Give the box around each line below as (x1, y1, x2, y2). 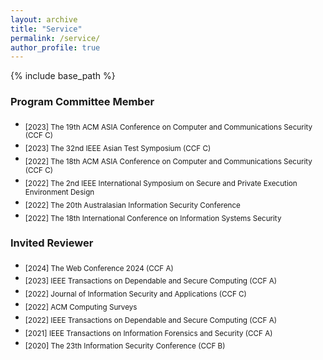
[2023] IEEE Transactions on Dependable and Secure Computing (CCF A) (24, 276, 278, 286)
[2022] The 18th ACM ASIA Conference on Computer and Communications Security (24, 156, 313, 166)
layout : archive (10, 14, 78, 25)
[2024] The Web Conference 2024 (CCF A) (24, 263, 174, 273)
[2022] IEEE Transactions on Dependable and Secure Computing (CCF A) (24, 315, 277, 325)
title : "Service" (10, 24, 83, 34)
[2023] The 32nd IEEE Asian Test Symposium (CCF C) (24, 144, 212, 154)
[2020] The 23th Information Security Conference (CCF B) (24, 341, 226, 351)
